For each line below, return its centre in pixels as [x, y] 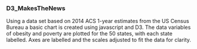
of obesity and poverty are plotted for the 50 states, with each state [90, 34]
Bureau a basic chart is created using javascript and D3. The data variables [98, 27]
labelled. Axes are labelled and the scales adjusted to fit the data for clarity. [99, 40]
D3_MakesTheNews [36, 8]
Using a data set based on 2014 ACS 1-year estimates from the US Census [98, 21]
